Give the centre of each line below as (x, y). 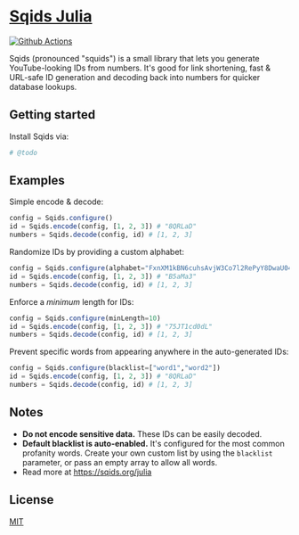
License (32, 500)
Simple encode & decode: (57, 202)
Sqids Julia (51, 16)
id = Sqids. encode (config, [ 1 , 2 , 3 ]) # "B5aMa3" (103, 276)
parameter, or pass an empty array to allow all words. (120, 462)
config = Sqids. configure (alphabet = (77, 268)
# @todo (24, 152)
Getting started (53, 115)
